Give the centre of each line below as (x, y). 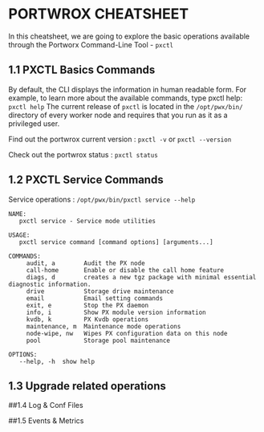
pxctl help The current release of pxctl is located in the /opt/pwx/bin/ (126, 106)
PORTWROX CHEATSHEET (99, 14)
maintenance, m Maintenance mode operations (104, 326)
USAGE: (19, 235)
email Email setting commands (94, 298)
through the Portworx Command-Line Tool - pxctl (91, 44)
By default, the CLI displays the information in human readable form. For (128, 89)
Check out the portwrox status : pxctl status (83, 154)
